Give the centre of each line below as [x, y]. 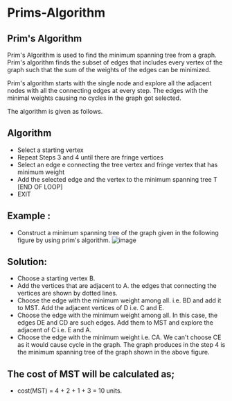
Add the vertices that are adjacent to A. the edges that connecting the [117, 286]
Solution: [27, 262]
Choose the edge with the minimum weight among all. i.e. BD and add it [119, 300]
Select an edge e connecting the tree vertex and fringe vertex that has [117, 164]
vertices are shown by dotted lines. [67, 293]
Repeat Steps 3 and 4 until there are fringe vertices [90, 157]
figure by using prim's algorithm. [64, 240]
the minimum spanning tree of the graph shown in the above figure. [113, 352]
